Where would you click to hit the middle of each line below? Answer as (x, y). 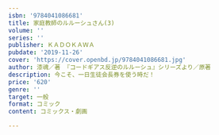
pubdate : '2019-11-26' (46, 52)
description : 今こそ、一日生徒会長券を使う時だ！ (82, 75)
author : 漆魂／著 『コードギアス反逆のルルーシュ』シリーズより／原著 (110, 67)
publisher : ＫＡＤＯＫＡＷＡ (52, 45)
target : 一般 (29, 97)
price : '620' (30, 82)
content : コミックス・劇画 (48, 112)
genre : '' (25, 89)
